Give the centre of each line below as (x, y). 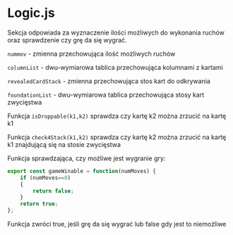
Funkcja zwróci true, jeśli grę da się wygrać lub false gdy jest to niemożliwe (117, 224)
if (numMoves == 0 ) (46, 178)
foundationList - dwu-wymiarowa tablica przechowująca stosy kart (106, 95)
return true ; (39, 204)
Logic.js (31, 13)
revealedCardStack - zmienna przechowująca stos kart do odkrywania (109, 81)
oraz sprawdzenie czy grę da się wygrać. (67, 40)
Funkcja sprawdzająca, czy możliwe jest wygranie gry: (86, 158)
